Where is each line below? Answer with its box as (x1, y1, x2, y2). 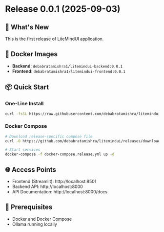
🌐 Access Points (5, 165, 57, 174)
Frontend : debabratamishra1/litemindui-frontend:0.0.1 (12, 68, 125, 74)
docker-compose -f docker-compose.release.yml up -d (5, 152, 115, 157)
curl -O (5, 139, 21, 143)
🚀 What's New (5, 23, 49, 31)
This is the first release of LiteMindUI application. (5, 36, 104, 42)
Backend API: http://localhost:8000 (12, 184, 83, 189)
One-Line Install (5, 100, 44, 107)
